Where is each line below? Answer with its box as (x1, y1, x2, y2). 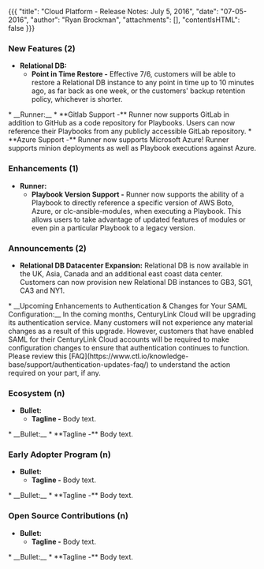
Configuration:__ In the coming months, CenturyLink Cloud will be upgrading (8, 309, 256, 319)
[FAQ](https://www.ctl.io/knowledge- (69, 351, 189, 361)
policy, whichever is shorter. (31, 95, 123, 104)
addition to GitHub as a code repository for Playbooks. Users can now (8, 118, 235, 128)
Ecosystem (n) (8, 387, 65, 399)
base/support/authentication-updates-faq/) (8, 359, 150, 369)
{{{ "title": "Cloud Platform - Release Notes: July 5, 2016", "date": (8, 7, 219, 16)
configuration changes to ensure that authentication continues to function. (8, 343, 250, 352)
